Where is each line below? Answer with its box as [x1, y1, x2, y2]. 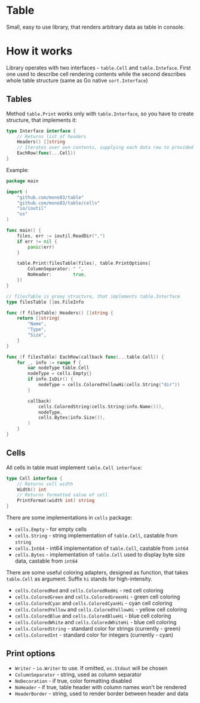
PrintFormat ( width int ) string [17, 497, 95, 504]
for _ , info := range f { [17, 359, 82, 365]
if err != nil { [17, 239, 58, 244]
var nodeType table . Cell [27, 365, 90, 371]
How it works [6, 44, 73, 58]
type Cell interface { [6, 475, 63, 481]
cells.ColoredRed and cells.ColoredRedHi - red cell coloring [14, 587, 164, 594]
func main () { [6, 228, 42, 234]
